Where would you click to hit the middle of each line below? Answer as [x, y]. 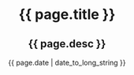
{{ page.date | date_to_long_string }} [67, 62]
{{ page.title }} [67, 15]
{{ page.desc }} [67, 44]
